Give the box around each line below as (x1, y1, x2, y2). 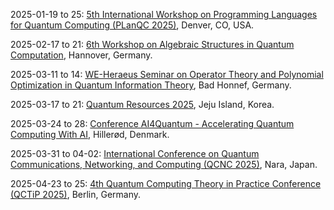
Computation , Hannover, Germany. (10, 49, 153, 61)
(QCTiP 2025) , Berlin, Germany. (10, 189, 142, 200)
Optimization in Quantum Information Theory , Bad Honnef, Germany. (10, 79, 292, 91)
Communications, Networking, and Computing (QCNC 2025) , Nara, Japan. (10, 159, 318, 170)
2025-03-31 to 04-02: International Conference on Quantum (10, 148, 260, 159)
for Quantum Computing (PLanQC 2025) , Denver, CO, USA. (10, 19, 255, 31)
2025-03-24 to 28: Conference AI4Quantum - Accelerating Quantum (10, 118, 295, 129)
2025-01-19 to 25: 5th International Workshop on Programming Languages (10, 9, 318, 20)
